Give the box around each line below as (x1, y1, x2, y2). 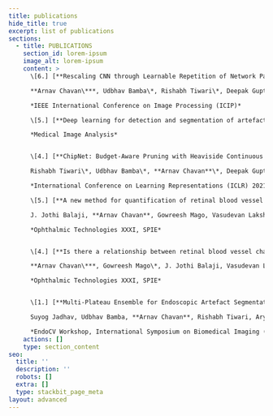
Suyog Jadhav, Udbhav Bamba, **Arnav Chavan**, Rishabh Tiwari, (29, 313, 253, 321)
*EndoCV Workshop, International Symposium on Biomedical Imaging (29, 328, 260, 336)
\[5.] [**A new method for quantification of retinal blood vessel (29, 196, 264, 204)
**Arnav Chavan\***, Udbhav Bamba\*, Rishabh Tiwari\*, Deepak (29, 87, 249, 95)
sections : (8, 34, 42, 43)
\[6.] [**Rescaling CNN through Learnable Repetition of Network (29, 72, 256, 80)
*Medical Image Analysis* (29, 131, 118, 139)
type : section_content (23, 342, 100, 351)
